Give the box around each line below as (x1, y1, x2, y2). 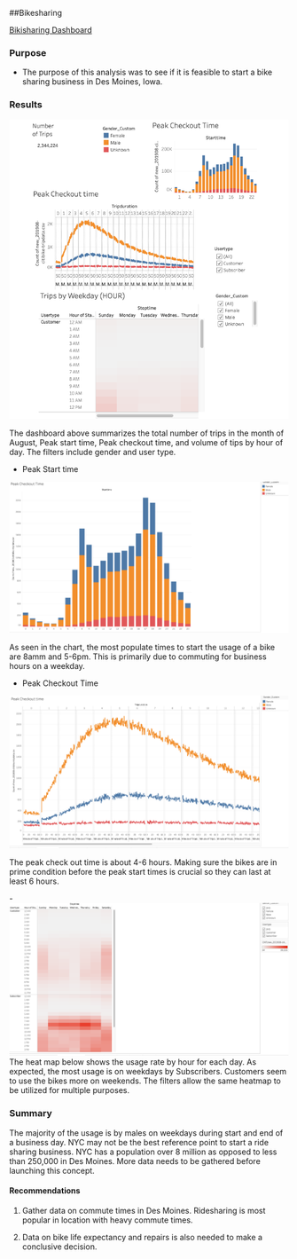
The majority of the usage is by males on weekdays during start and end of (9, 1127, 284, 1138)
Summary (9, 1107, 53, 1120)
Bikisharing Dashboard (9, 25, 92, 35)
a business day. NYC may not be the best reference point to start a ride (9, 1137, 269, 1147)
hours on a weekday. (9, 660, 86, 671)
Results (9, 98, 43, 111)
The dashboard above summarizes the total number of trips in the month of (9, 428, 285, 438)
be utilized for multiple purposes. (9, 1085, 130, 1096)
